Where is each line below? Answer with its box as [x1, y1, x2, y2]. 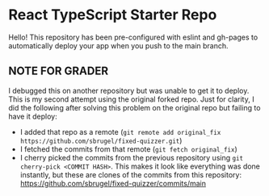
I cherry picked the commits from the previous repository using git [19, 152, 244, 162]
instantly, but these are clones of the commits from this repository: [19, 169, 242, 179]
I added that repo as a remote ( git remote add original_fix [19, 127, 221, 136]
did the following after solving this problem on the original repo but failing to [8, 102, 261, 112]
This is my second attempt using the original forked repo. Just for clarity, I [8, 94, 254, 104]
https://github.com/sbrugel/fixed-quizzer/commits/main [19, 178, 206, 188]
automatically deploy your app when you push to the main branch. [8, 40, 229, 50]
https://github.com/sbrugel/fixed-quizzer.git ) [19, 136, 183, 145]
